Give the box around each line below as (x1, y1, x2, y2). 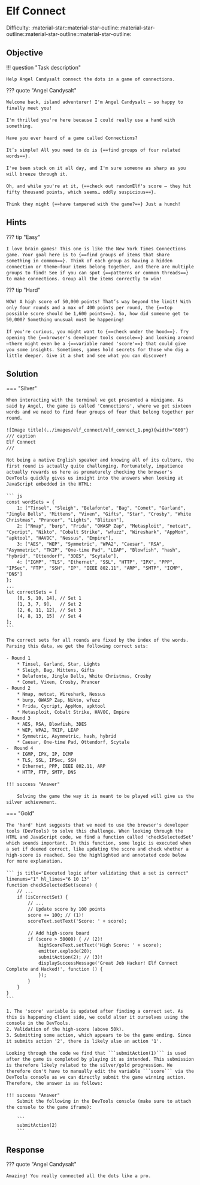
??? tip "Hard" (6, 286, 41, 294)
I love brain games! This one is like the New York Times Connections (6, 246, 186, 252)
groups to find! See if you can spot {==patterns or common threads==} (6, 270, 189, 276)
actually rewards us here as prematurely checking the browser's (6, 469, 172, 475)
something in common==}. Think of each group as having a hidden (6, 258, 172, 264)
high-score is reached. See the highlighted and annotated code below (6, 852, 186, 858)
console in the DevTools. (6, 1021, 71, 1027)
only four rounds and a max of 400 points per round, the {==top (6, 304, 172, 310)
